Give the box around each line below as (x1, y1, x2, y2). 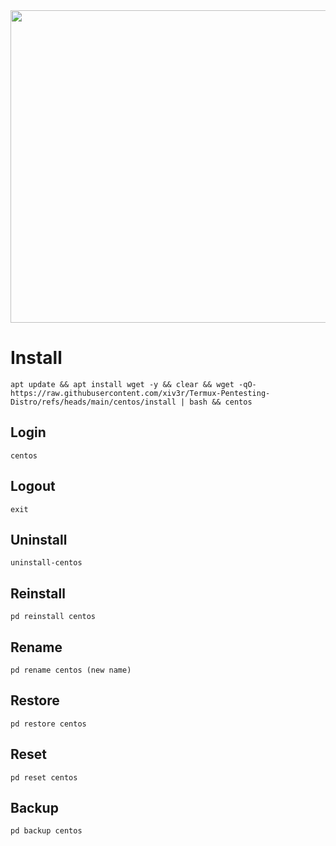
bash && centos (189, 397, 253, 407)
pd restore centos (10, 719, 87, 729)
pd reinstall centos (10, 612, 97, 622)
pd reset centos (10, 772, 78, 783)
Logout (10, 478, 56, 495)
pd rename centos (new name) (10, 665, 132, 675)
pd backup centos (10, 826, 83, 836)
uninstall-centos (10, 558, 83, 568)
